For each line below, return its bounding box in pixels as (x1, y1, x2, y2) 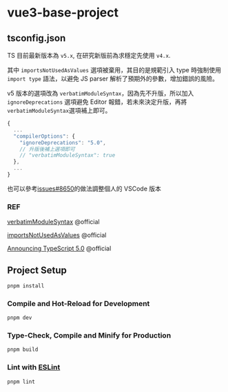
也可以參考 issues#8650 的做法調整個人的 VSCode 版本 (7, 184, 162, 193)
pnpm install (7, 282, 45, 290)
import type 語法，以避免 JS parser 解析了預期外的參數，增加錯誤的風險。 (7, 74, 219, 83)
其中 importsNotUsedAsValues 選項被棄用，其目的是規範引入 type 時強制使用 (7, 66, 222, 74)
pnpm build (7, 346, 39, 353)
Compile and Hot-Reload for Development (7, 298, 150, 308)
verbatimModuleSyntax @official (7, 218, 100, 226)
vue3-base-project (7, 5, 119, 21)
